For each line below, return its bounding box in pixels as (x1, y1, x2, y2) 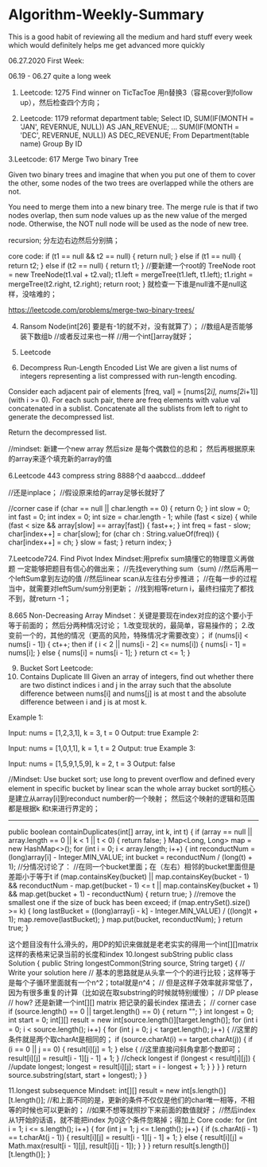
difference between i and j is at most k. (19, 697, 147, 706)
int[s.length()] (181, 1085, 226, 1095)
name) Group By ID (19, 139, 83, 148)
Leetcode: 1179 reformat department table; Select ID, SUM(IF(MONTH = (19, 113, 254, 123)
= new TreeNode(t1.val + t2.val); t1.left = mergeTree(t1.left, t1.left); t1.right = (8, 269, 253, 279)
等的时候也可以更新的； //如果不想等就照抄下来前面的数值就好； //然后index (8, 1105, 256, 1114)
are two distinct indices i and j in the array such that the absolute (19, 680, 232, 689)
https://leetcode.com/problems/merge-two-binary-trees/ (8, 305, 195, 314)
